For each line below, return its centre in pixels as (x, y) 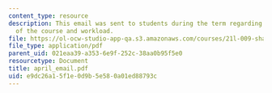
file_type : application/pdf (56, 46)
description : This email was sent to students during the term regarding (136, 23)
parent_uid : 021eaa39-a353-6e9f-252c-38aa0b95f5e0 (96, 53)
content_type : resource (49, 16)
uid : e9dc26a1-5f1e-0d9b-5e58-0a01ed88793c (83, 76)
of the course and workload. (65, 31)
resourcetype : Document (49, 61)
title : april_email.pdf (49, 69)
